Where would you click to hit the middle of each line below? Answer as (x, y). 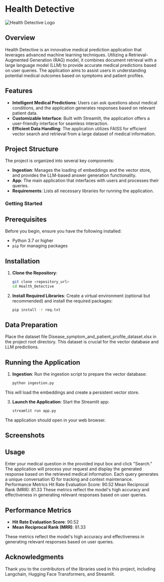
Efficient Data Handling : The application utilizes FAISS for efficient (79, 128)
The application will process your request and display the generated (73, 469)
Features (19, 91)
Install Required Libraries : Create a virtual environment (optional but (81, 296)
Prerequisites (26, 219)
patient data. (25, 113)
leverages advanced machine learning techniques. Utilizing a (66, 55)
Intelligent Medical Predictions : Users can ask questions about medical (85, 102)
